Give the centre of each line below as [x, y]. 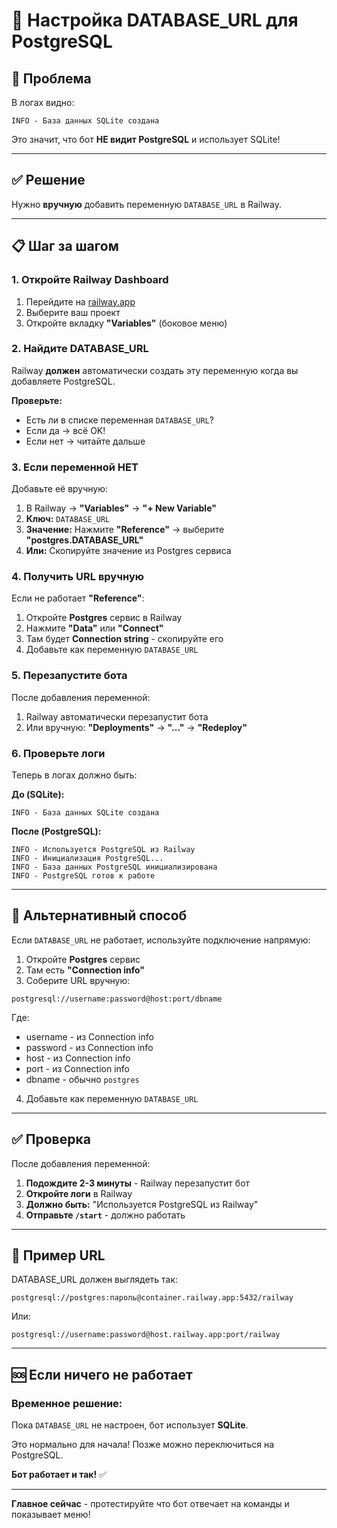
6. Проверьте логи [58, 753]
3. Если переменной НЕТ [75, 467]
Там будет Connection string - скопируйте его [124, 639]
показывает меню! [51, 1515]
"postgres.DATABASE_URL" [84, 540]
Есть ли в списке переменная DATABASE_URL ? [119, 420]
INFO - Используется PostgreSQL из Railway [103, 849]
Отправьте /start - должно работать [105, 1215]
